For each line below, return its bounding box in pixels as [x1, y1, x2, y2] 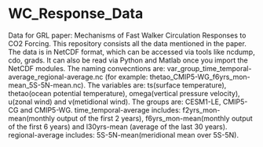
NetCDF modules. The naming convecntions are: [8, 63, 166, 73]
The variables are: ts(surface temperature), [87, 80, 227, 90]
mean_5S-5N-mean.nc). [8, 80, 86, 90]
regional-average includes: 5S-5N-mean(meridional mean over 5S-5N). [8, 130, 239, 139]
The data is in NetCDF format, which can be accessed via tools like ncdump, [8, 47, 255, 56]
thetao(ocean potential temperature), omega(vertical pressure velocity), [8, 88, 241, 98]
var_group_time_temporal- [166, 63, 252, 73]
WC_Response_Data [8, 5, 144, 23]
